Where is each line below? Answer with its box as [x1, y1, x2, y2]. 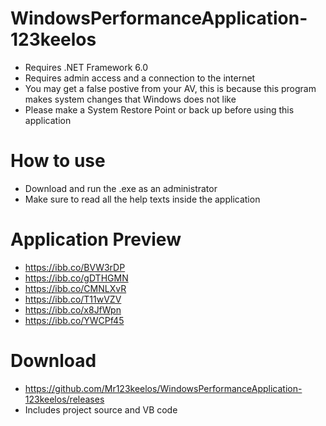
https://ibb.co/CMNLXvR [24, 282, 127, 294]
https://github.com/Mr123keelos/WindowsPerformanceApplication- [24, 382, 303, 394]
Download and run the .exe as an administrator [24, 182, 218, 194]
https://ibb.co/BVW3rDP [24, 261, 126, 273]
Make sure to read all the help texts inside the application [24, 193, 261, 205]
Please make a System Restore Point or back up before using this [24, 103, 295, 116]
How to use [10, 150, 106, 172]
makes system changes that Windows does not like [24, 93, 237, 105]
